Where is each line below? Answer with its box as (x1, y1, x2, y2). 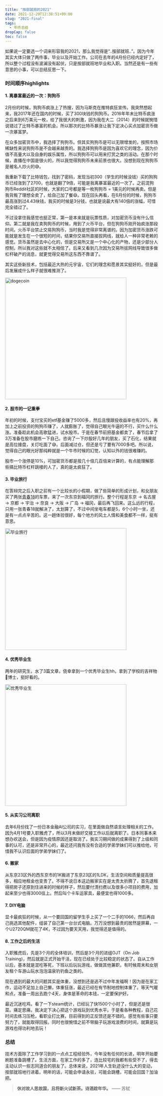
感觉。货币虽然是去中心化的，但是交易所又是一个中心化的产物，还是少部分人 (5, 239, 158, 245)
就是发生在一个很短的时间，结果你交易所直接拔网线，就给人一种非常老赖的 (9, 233, 158, 238)
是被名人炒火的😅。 (5, 164, 44, 169)
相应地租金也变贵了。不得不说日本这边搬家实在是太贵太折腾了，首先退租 (13, 878, 158, 884)
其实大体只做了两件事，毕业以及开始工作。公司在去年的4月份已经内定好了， (5, 54, 157, 60)
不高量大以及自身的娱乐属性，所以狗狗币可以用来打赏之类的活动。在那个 (9, 151, 154, 157)
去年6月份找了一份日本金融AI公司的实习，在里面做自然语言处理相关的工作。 (5, 823, 157, 830)
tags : (5, 20, 16, 26)
